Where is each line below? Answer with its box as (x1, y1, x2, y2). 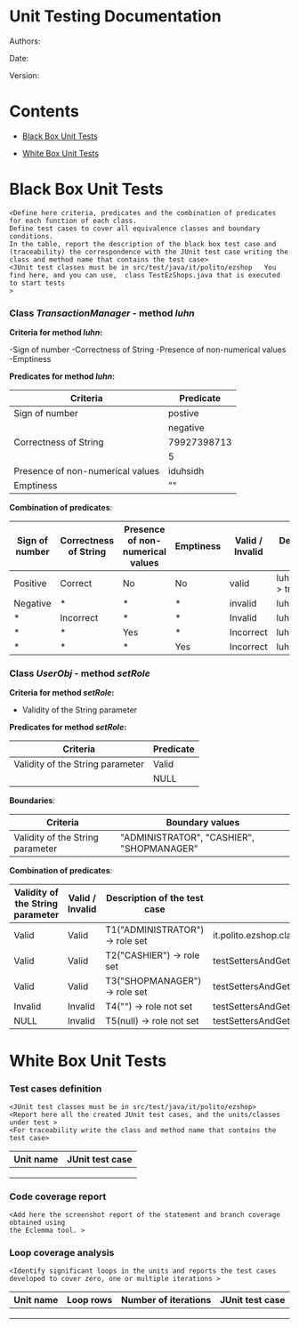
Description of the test (105, 892, 204, 905)
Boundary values (166, 817, 240, 829)
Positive (13, 577, 47, 590)
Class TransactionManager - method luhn (9, 307, 196, 319)
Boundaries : (9, 795, 56, 806)
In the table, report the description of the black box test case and (9, 239, 277, 248)
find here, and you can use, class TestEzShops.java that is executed (9, 270, 280, 279)
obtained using (9, 1219, 66, 1227)
